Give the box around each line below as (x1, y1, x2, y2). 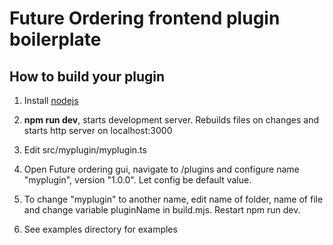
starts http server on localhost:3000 (23, 125, 173, 136)
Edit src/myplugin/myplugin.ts (23, 144, 147, 156)
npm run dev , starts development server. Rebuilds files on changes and (23, 114, 320, 126)
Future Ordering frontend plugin (9, 7, 281, 30)
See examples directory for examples (23, 223, 178, 235)
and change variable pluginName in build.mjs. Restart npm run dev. (23, 204, 301, 216)
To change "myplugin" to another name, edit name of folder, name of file (23, 193, 324, 205)
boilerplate (9, 28, 102, 51)
